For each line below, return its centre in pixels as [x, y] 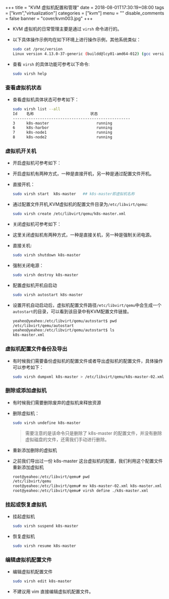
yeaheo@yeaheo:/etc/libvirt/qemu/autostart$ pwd [65, 321]
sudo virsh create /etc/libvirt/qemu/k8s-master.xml [69, 214]
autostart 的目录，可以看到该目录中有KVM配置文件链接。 [72, 311]
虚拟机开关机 [21, 151]
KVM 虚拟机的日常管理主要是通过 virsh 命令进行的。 [67, 29]
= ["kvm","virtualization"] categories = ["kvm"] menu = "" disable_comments [85, 13]
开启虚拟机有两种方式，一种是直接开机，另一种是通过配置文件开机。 [83, 174]
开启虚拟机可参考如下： [37, 163]
